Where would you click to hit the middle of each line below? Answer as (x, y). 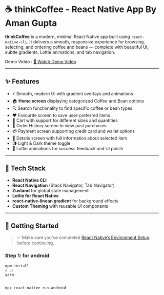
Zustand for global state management (50, 190)
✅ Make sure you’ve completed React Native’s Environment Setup (83, 237)
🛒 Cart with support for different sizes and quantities (65, 120)
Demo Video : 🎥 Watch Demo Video (41, 61)
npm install (17, 266)
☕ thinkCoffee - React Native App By (81, 10)
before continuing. (36, 243)
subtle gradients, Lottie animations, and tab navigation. (60, 52)
